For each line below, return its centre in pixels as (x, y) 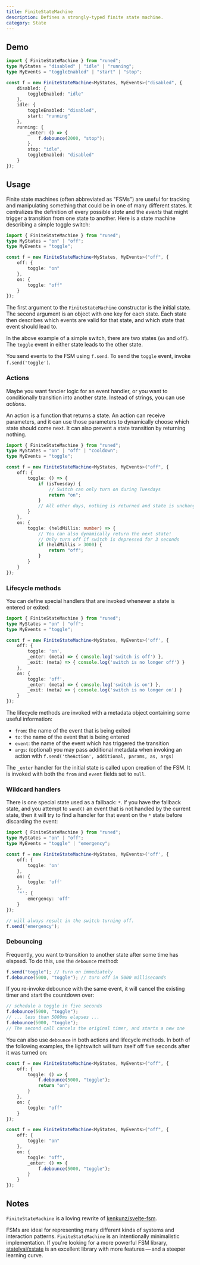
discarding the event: (32, 822)
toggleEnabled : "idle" (56, 94)
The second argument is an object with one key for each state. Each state (96, 314)
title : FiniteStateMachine (40, 12)
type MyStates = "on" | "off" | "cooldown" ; (62, 451)
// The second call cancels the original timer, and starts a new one (96, 1028)
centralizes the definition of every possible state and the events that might (97, 212)
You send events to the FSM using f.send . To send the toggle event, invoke (99, 356)
